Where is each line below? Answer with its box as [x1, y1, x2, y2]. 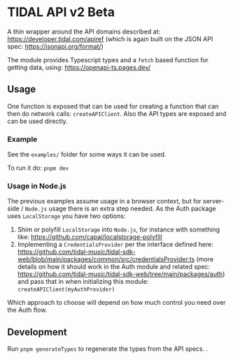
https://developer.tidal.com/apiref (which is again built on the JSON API [7, 34, 213, 43]
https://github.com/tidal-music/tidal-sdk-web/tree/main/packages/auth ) [17, 270, 225, 278]
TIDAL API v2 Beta [7, 4, 115, 20]
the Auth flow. [7, 305, 48, 315]
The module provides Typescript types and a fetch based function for [7, 55, 209, 64]
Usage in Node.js [7, 181, 66, 191]
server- [202, 197, 225, 206]
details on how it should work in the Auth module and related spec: [17, 263, 211, 271]
